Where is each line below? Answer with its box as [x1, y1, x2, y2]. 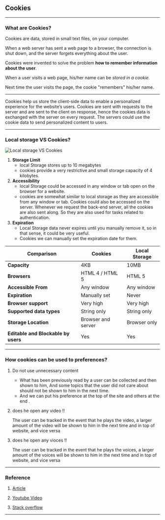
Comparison [27, 250, 57, 257]
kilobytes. [19, 173, 39, 179]
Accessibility [12, 178, 40, 184]
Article [12, 485, 26, 491]
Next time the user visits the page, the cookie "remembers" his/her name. [5, 84, 154, 90]
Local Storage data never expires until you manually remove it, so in [19, 225, 157, 231]
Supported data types [7, 308, 60, 315]
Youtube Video [12, 495, 43, 501]
